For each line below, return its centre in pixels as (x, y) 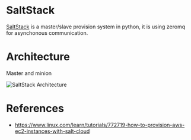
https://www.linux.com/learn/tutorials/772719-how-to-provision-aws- (100, 125)
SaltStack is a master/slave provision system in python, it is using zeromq (96, 27)
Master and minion (29, 73)
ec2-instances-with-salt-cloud (52, 131)
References (35, 108)
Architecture (38, 57)
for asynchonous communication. (47, 32)
